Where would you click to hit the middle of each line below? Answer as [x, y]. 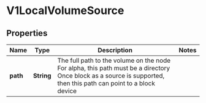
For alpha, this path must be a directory [114, 68]
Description [115, 50]
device [67, 91]
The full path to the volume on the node [114, 60]
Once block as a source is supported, [111, 76]
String [42, 76]
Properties [27, 33]
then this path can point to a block [106, 83]
